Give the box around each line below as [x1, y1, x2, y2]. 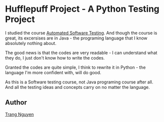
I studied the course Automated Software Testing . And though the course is [5, 30, 158, 36]
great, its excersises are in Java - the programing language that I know [5, 35, 148, 41]
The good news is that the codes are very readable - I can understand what [5, 50, 158, 56]
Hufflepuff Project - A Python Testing [5, 3, 160, 15]
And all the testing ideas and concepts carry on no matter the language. [5, 84, 150, 90]
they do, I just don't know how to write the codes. [5, 55, 105, 61]
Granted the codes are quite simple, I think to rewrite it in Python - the [5, 64, 146, 70]
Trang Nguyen [5, 111, 34, 117]
